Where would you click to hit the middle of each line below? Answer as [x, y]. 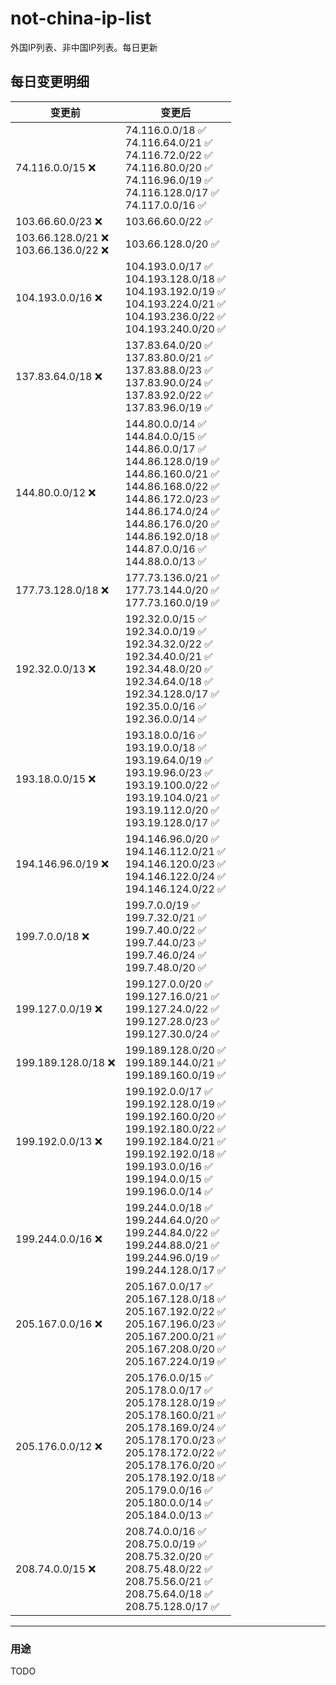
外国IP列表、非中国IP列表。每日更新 [84, 47]
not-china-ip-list [81, 18]
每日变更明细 [50, 82]
